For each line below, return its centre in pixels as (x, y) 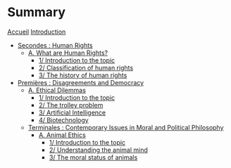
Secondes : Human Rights (55, 45)
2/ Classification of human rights (86, 67)
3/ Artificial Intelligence (72, 112)
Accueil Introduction (37, 32)
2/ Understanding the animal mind (98, 150)
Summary (36, 12)
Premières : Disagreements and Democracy (81, 82)
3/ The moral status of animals (93, 157)
